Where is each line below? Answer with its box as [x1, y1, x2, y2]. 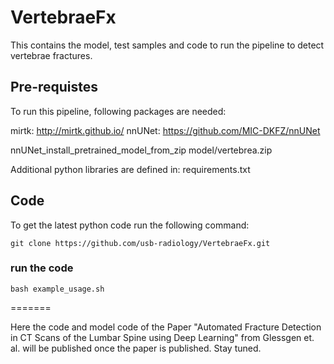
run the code [10, 261, 74, 275]
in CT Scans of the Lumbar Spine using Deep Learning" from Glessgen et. [10, 331, 315, 343]
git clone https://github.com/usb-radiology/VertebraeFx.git [10, 238, 271, 248]
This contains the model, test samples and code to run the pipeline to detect [10, 39, 325, 51]
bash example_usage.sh [10, 284, 105, 294]
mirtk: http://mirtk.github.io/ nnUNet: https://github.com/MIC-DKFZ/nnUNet [10, 124, 321, 136]
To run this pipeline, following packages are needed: [10, 105, 227, 117]
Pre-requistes [10, 79, 99, 96]
